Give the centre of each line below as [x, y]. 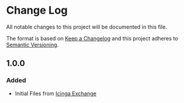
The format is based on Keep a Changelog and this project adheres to [92, 38]
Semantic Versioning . [32, 45]
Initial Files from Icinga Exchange [56, 93]
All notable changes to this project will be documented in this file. [87, 27]
